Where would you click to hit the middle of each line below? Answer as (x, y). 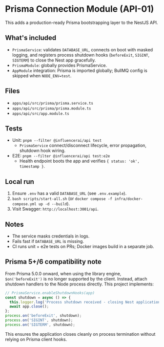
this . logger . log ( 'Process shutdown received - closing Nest (72, 302)
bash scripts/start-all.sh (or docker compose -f (62, 198)
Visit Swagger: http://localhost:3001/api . (55, 209)
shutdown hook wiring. (42, 151)
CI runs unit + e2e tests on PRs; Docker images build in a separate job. (83, 246)
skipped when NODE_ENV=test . (42, 76)
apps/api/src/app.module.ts (41, 113)
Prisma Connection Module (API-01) (80, 9)
